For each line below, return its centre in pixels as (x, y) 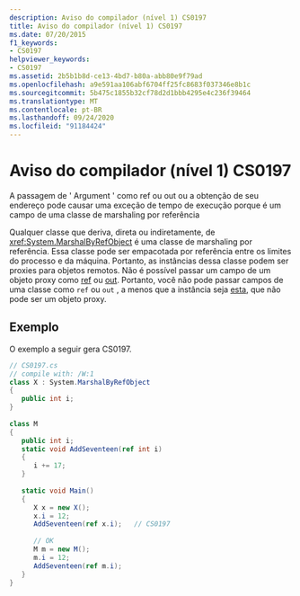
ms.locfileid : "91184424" (57, 127)
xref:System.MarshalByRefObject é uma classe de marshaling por (131, 241)
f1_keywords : (34, 43)
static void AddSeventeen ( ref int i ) (92, 449)
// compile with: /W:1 (52, 374)
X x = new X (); (62, 507)
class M (24, 423)
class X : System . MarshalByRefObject (80, 382)
